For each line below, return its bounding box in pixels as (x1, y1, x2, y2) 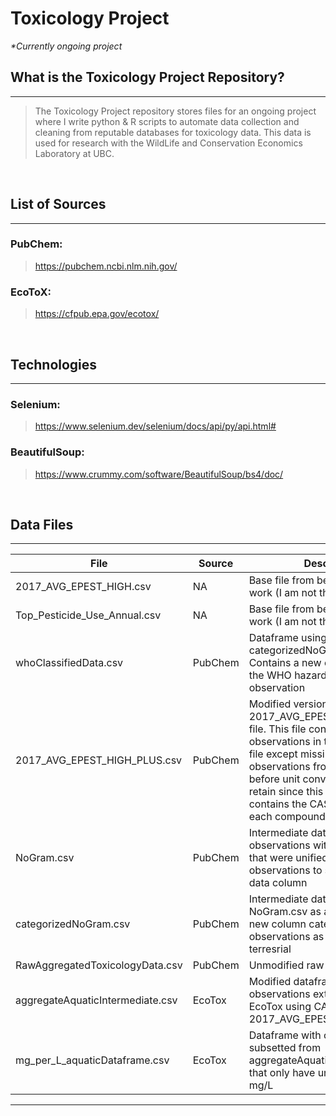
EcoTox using (248, 1000, 312, 1014)
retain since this (248, 785, 324, 799)
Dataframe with (248, 1028, 322, 1042)
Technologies (10, 356, 98, 373)
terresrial (248, 942, 292, 956)
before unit (248, 772, 301, 786)
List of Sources (10, 196, 107, 213)
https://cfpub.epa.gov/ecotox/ (34, 308, 160, 320)
